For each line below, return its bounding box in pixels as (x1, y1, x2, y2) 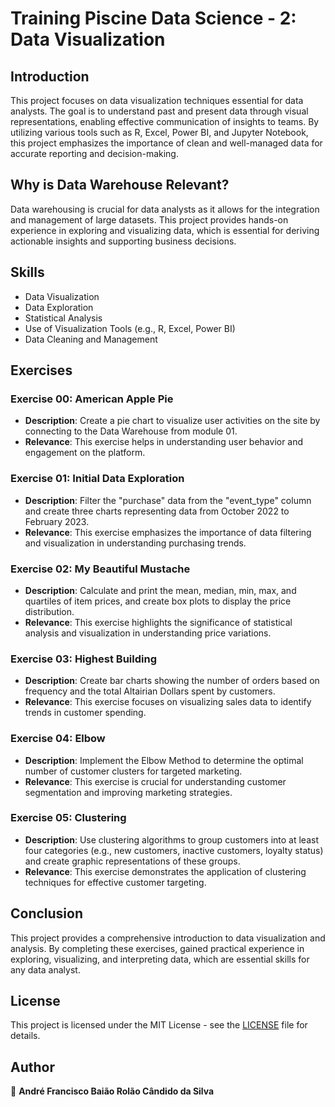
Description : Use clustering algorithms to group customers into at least (24, 833, 319, 846)
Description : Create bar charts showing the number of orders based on (24, 675, 320, 687)
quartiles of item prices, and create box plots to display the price (24, 595, 292, 607)
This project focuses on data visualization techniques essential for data (10, 95, 304, 106)
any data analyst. (10, 963, 81, 976)
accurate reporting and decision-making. (10, 148, 179, 159)
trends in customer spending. (24, 707, 147, 719)
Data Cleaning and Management (24, 333, 158, 345)
